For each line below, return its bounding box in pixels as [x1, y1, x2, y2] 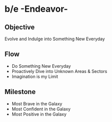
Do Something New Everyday [11, 63, 71, 69]
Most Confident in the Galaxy [11, 106, 71, 112]
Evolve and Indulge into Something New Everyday [4, 36, 105, 42]
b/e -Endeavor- [4, 3, 68, 15]
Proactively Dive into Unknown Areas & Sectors [11, 68, 108, 74]
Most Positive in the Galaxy [11, 111, 67, 117]
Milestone [4, 88, 36, 96]
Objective [4, 23, 35, 31]
